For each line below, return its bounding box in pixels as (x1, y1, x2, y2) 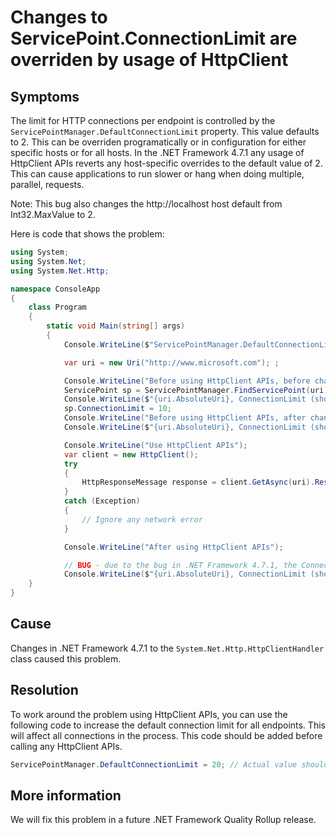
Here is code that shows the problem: (10, 228, 165, 240)
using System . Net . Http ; (10, 266, 110, 276)
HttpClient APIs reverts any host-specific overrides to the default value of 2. (10, 157, 323, 169)
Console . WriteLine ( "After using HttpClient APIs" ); (63, 542, 284, 552)
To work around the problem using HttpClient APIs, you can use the (10, 708, 288, 720)
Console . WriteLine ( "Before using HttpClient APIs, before (63, 376, 311, 386)
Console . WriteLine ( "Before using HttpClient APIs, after (63, 413, 307, 423)
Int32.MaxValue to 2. (10, 209, 96, 220)
